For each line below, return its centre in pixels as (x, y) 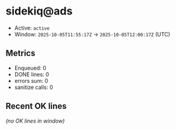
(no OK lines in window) (35, 121)
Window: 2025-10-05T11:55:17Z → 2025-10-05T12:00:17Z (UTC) (92, 34)
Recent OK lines (36, 106)
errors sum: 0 (31, 80)
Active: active (32, 28)
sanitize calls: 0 (34, 87)
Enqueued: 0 (30, 68)
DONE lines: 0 (32, 74)
